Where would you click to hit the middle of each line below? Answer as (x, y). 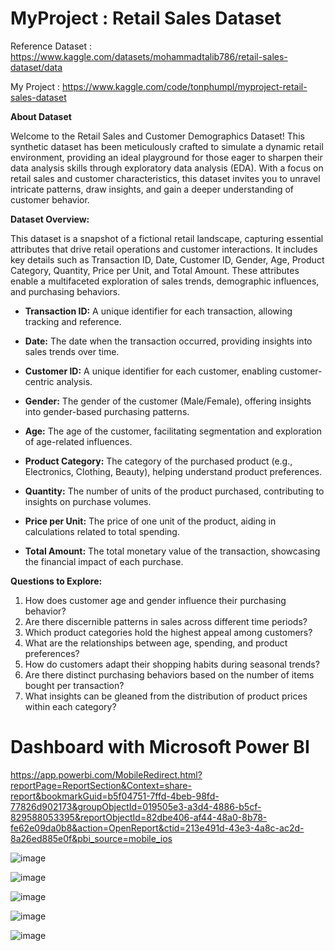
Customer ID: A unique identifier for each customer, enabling (151, 371)
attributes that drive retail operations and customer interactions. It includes (164, 249)
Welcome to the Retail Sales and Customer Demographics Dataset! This (157, 136)
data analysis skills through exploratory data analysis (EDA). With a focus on (167, 168)
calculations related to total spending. (102, 531)
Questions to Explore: (56, 581)
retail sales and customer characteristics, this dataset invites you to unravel (165, 178)
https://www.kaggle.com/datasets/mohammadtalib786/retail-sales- (149, 56)
